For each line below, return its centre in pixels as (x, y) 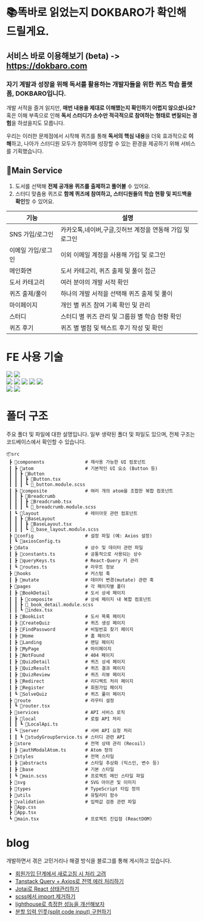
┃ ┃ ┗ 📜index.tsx (31, 610)
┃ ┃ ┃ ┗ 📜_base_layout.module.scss (54, 529)
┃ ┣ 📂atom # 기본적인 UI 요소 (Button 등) (83, 468)
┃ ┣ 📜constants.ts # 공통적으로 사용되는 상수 (75, 554)
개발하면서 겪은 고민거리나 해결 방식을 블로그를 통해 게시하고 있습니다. (89, 860)
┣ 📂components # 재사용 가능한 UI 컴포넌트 (77, 462)
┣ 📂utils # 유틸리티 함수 (63, 795)
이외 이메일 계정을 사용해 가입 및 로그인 (113, 254)
